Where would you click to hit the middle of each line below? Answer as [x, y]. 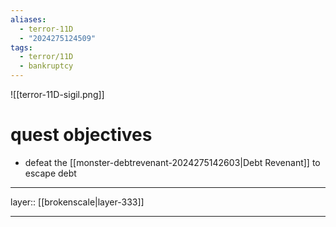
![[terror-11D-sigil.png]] [57, 94]
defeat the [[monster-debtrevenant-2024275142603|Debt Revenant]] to [172, 162]
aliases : [28, 19]
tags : [21, 47]
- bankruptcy [46, 66]
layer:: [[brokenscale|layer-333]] [77, 202]
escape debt [50, 173]
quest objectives [81, 135]
